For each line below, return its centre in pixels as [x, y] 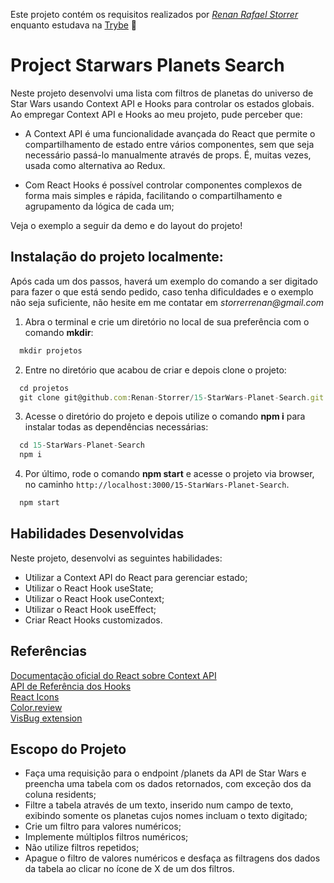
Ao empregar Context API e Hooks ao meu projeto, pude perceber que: [156, 114]
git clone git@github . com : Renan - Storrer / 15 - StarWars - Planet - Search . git [172, 397]
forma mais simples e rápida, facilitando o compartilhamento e [153, 195]
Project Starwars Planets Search [147, 65]
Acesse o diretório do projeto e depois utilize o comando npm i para [165, 416]
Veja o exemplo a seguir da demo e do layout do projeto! [126, 225]
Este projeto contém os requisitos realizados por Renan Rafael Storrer [154, 14]
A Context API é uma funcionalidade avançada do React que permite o [170, 133]
